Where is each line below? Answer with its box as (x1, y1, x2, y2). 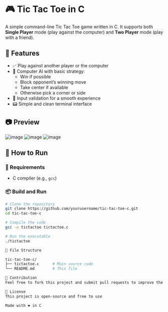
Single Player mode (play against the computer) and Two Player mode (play (5, 29, 163, 35)
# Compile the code (5, 220, 46, 225)
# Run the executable (5, 234, 51, 239)
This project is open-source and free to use (5, 294, 102, 299)
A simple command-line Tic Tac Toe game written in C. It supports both (5, 23, 153, 30)
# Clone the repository (5, 201, 55, 207)
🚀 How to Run (5, 148, 48, 157)
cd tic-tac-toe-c (5, 211, 42, 216)
